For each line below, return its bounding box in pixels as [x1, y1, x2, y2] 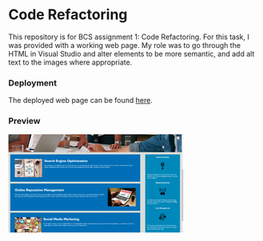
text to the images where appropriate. [8, 57, 133, 67]
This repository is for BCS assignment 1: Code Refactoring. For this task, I [8, 32, 250, 41]
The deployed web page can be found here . [8, 96, 153, 105]
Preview [8, 116, 41, 127]
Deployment [8, 77, 58, 89]
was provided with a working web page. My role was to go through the [8, 40, 241, 49]
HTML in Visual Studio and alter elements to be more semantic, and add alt [8, 49, 255, 58]
